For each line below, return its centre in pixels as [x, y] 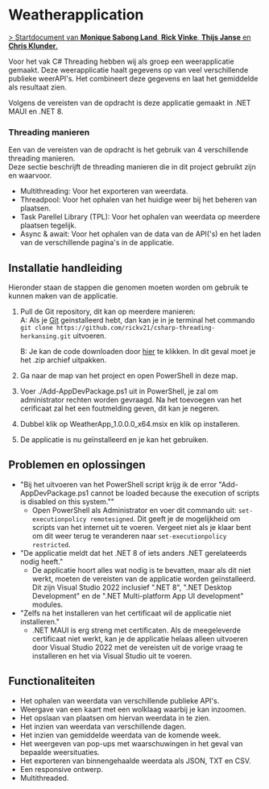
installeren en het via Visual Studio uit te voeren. [112, 656]
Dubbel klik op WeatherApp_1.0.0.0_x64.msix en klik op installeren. [130, 424]
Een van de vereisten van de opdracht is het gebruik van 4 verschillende [128, 150]
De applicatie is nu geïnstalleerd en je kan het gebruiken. [114, 440]
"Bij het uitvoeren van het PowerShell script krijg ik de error [118, 484]
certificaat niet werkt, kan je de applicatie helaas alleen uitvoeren [140, 638]
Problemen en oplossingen [77, 465]
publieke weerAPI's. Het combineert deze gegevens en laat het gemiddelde [133, 78]
